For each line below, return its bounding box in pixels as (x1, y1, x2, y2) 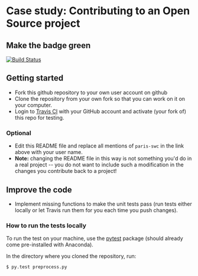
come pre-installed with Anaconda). (6, 241, 93, 248)
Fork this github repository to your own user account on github (14, 89, 167, 96)
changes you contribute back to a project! (14, 168, 117, 175)
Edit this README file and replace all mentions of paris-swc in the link (14, 142, 184, 149)
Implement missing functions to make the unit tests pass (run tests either (14, 200, 192, 207)
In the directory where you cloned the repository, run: (6, 253, 137, 260)
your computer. (14, 101, 52, 108)
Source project (6, 17, 80, 30)
